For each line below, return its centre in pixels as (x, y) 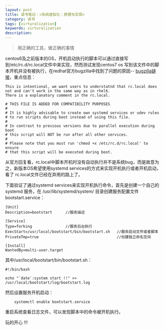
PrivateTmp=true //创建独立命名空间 (78, 237)
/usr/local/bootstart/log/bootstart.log (48, 283)
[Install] (15, 246)
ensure (12, 148)
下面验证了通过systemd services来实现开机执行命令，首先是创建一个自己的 (82, 185)
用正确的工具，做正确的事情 (46, 48)
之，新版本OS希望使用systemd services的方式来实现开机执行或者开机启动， (83, 168)
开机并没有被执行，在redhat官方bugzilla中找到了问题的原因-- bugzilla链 (82, 71)
